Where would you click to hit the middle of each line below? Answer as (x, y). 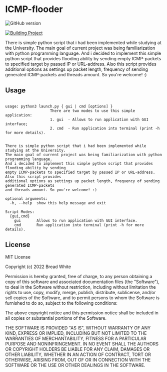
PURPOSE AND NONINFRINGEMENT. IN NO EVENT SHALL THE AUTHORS (82, 344)
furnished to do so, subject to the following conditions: (61, 303)
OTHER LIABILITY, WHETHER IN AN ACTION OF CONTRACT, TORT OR (78, 354)
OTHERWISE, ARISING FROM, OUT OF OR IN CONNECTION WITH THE (78, 359)
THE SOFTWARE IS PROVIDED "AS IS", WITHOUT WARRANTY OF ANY (78, 328)
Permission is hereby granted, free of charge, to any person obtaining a (79, 276)
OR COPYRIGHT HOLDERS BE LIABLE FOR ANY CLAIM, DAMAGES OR (77, 349)
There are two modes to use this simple (92, 111)
